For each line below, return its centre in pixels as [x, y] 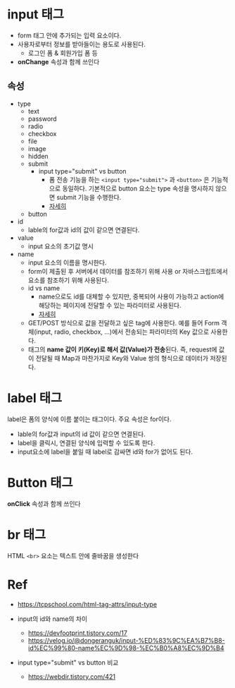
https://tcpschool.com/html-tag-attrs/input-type [87, 604]
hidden [38, 156]
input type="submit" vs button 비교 [68, 662]
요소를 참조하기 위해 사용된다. [68, 280]
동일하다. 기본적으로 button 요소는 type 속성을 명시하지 [138, 188]
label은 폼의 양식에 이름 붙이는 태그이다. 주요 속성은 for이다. [89, 419]
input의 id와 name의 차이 [52, 619]
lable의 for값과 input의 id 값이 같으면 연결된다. [81, 434]
